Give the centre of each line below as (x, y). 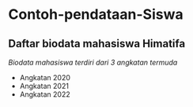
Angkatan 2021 (44, 86)
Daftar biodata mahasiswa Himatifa (97, 44)
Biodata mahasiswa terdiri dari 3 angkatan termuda (93, 62)
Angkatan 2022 (45, 94)
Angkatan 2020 (45, 77)
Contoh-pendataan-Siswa (96, 15)
